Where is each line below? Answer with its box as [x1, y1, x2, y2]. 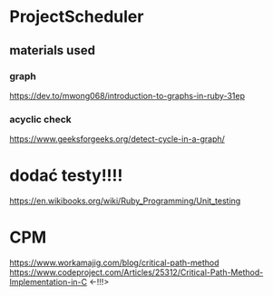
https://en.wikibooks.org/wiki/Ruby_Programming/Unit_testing [9, 195, 241, 206]
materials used [9, 43, 95, 58]
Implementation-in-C [9, 277, 88, 288]
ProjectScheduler [9, 6, 144, 27]
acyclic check [9, 113, 73, 125]
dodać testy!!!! [9, 165, 123, 186]
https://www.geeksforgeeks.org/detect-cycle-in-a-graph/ [9, 133, 225, 144]
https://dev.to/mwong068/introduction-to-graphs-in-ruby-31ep [9, 90, 245, 101]
